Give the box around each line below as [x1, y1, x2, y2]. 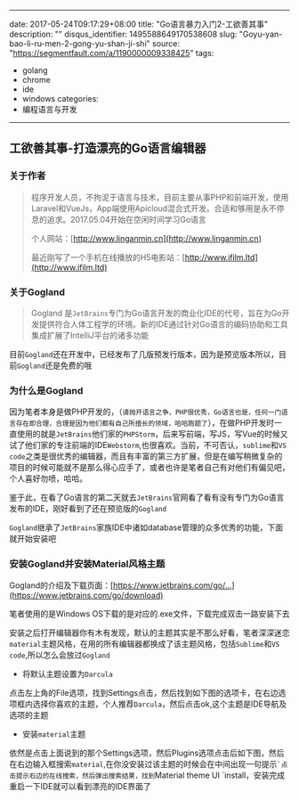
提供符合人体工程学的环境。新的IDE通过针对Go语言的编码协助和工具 [38, 318, 288, 330]
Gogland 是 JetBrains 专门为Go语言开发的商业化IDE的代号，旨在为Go [30, 307, 282, 318]
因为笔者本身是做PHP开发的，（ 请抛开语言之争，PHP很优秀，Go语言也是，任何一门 [9, 406, 282, 417]
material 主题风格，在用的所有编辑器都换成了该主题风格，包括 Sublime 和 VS [9, 638, 280, 649]
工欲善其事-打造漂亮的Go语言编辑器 [9, 141, 206, 156]
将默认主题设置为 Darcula [21, 668, 113, 679]
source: [151, 38, 181, 49]
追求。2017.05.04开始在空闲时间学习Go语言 [46, 214, 206, 224]
